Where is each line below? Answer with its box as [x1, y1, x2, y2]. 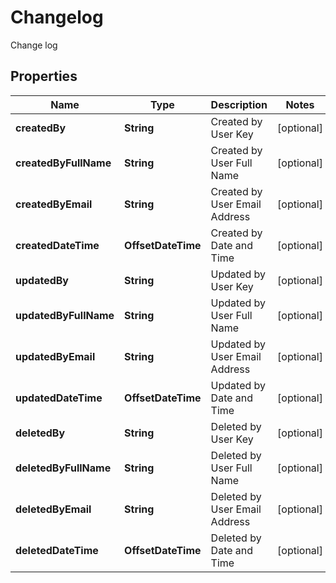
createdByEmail [15, 197, 93, 211]
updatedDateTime [15, 391, 103, 405]
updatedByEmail [15, 349, 96, 363]
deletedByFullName [15, 461, 112, 475]
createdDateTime [15, 238, 100, 252]
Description [210, 97, 268, 111]
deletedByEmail [15, 502, 92, 516]
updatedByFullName [15, 308, 115, 322]
